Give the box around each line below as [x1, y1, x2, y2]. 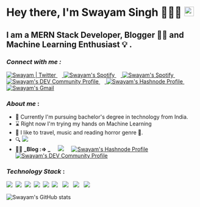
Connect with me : [6, 57, 62, 66]
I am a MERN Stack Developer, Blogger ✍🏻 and [6, 30, 184, 40]
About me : [6, 99, 40, 108]
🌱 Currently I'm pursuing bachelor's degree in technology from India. [15, 113, 188, 121]
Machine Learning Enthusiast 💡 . [6, 39, 132, 49]
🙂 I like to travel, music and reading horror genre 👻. [15, 129, 143, 136]
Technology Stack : [6, 167, 65, 176]
